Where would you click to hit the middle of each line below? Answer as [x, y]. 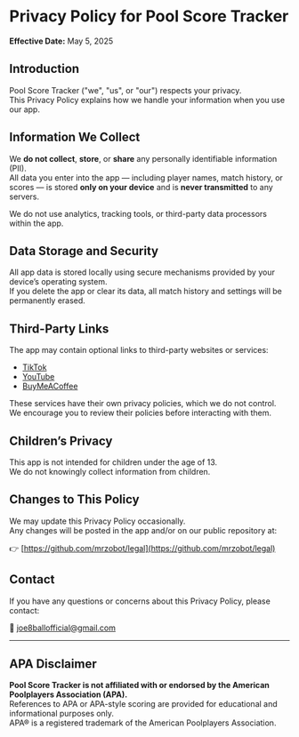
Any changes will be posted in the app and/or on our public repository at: [143, 530]
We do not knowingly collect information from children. [110, 472]
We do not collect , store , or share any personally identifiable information [143, 158]
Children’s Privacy [61, 441]
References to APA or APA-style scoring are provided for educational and [143, 704]
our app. [24, 109]
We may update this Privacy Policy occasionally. [97, 521]
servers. [24, 196]
